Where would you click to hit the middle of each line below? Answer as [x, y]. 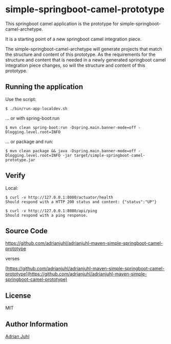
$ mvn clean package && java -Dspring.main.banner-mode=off [71, 151]
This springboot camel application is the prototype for [62, 24]
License [18, 296]
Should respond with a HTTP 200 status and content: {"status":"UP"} [81, 202]
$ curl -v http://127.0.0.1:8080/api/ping [51, 211]
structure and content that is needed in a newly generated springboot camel [86, 59]
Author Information [37, 324]
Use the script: [21, 99]
